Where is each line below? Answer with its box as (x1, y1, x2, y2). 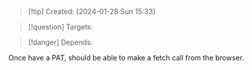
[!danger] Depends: (27, 37, 93, 47)
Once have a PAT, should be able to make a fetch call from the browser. (8, 53, 245, 62)
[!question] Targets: (27, 22, 94, 31)
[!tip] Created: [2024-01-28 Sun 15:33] (27, 7, 156, 16)
